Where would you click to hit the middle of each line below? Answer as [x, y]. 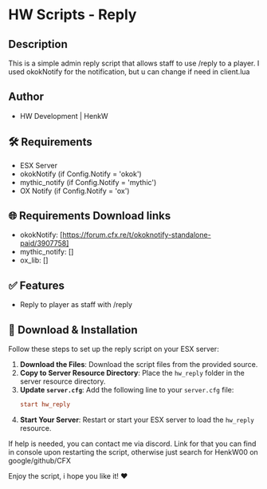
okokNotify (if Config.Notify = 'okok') [80, 174]
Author [26, 97]
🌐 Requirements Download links [90, 216]
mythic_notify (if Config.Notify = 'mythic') [88, 182]
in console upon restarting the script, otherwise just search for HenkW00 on [133, 452]
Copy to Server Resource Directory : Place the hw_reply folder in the [132, 373]
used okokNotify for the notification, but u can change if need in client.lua [129, 72]
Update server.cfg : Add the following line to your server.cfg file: [127, 390]
